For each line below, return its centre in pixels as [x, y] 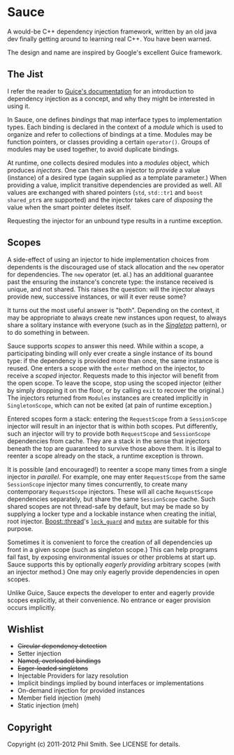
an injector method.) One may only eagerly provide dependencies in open [114, 571]
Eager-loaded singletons [53, 668]
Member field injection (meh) [59, 698]
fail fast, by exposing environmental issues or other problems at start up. [112, 557]
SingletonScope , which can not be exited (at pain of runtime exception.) [110, 405]
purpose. [20, 528]
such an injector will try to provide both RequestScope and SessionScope [109, 433]
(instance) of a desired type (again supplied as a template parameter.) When [117, 177]
